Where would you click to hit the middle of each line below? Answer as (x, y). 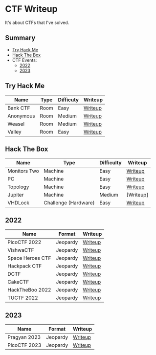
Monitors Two (23, 171)
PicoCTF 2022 (24, 242)
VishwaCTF (21, 250)
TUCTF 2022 (23, 298)
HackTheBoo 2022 (29, 290)
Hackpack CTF (25, 266)
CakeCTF (18, 282)
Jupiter (16, 195)
